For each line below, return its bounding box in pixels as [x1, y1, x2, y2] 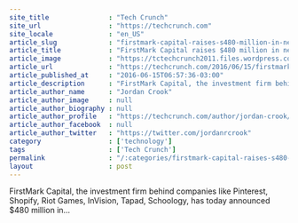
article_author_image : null [9, 95, 133, 105]
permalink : [9, 153, 114, 163]
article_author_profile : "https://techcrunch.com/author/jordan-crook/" [9, 112, 295, 121]
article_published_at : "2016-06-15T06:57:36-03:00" [9, 71, 224, 80]
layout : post [9, 162, 133, 171]
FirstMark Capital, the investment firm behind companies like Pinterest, [9, 186, 269, 196]
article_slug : [9, 37, 114, 47]
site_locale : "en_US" [9, 29, 145, 38]
